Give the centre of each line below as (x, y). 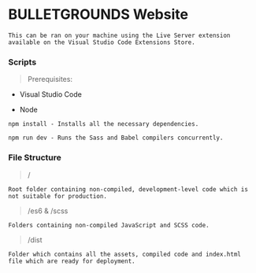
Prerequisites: (50, 79)
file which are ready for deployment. (72, 261)
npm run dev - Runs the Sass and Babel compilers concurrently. (116, 138)
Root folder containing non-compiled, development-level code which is (128, 189)
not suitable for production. (58, 196)
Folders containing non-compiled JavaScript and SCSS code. (109, 225)
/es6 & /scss (48, 211)
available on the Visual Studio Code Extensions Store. (102, 42)
